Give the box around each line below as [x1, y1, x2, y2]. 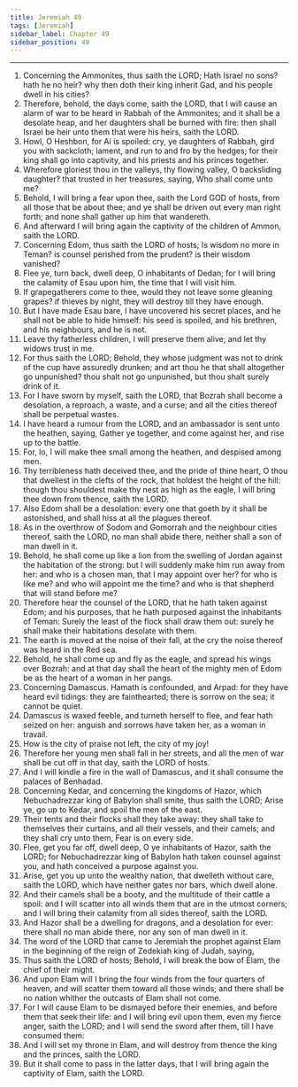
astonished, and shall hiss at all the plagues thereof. [22, 513, 212, 524]
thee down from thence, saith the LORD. [22, 493, 169, 505]
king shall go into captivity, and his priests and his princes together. [22, 155, 269, 166]
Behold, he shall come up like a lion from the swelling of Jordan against [22, 550, 283, 561]
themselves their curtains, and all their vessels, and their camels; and [22, 823, 275, 834]
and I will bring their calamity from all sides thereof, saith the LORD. [22, 908, 268, 919]
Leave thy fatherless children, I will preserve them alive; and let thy [22, 334, 267, 345]
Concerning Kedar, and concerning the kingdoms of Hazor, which [22, 786, 262, 796]
